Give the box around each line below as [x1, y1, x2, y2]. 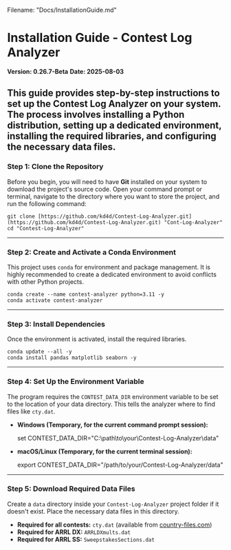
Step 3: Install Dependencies [7, 319, 105, 329]
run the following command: [7, 199, 87, 207]
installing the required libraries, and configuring [7, 130, 217, 142]
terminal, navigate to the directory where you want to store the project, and [7, 192, 220, 201]
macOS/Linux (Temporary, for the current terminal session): [16, 447, 192, 456]
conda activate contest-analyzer [7, 296, 103, 304]
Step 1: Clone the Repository [7, 162, 104, 172]
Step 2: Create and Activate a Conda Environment [7, 247, 177, 257]
